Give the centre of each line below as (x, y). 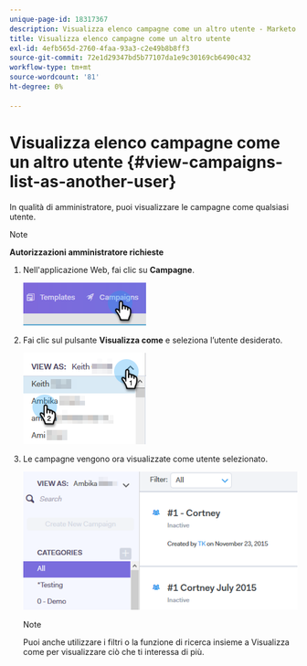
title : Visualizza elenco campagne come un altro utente (120, 38)
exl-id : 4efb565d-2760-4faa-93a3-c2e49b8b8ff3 (100, 48)
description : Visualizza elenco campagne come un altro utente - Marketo (153, 29)
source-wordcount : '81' (55, 78)
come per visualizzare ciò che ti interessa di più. (113, 651)
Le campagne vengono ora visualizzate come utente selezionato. (145, 459)
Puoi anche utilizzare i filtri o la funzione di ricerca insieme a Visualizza (156, 642)
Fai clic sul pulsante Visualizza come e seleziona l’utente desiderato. (153, 340)
